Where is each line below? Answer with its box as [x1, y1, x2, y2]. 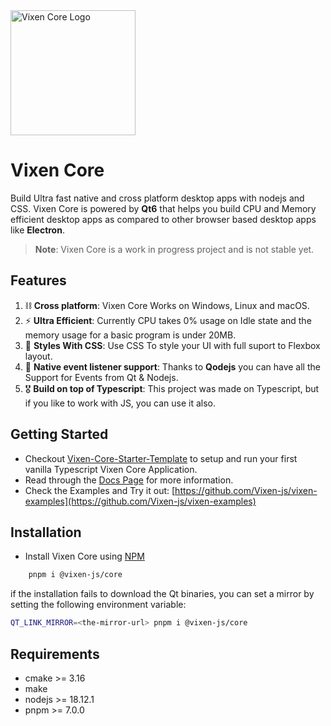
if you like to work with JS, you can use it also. [24, 397, 216, 409]
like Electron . [10, 224, 65, 236]
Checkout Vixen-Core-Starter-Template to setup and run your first [24, 452, 298, 464]
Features [10, 272, 67, 289]
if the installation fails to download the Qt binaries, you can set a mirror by [10, 588, 315, 600]
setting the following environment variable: [10, 599, 187, 611]
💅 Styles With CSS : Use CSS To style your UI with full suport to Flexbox [24, 339, 321, 351]
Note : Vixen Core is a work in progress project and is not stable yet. [34, 243, 315, 255]
